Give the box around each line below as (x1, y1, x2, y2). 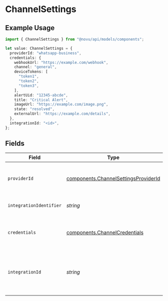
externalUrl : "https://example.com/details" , (14, 112, 111, 117)
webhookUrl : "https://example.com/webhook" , (14, 60, 108, 65)
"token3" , (18, 83, 39, 88)
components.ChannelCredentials (66, 229, 144, 236)
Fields (5, 139, 25, 148)
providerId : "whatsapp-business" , (9, 50, 81, 56)
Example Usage (5, 24, 55, 32)
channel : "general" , (14, 64, 57, 70)
